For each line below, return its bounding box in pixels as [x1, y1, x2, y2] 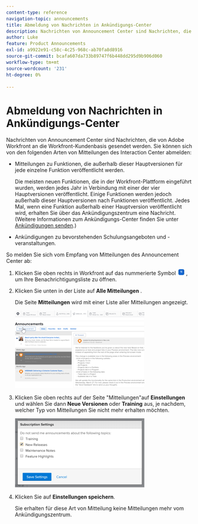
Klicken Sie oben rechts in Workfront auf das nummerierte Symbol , [14, 269, 188, 277]
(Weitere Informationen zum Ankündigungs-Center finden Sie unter [14, 216, 179, 223]
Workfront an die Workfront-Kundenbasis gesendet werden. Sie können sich [6, 142, 193, 150]
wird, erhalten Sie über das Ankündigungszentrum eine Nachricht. [14, 210, 176, 217]
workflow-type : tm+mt [6, 59, 60, 65]
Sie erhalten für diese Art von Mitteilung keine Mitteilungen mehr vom [14, 505, 184, 512]
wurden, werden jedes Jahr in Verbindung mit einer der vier [14, 184, 160, 191]
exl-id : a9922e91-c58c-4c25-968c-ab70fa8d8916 [6, 47, 123, 53]
